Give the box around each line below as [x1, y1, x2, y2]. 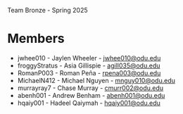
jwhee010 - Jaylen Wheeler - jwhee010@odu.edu [17, 53, 161, 62]
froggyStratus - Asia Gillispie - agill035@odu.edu [17, 61, 160, 70]
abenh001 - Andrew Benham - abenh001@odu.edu [17, 91, 165, 99]
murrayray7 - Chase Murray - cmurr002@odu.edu [17, 84, 164, 92]
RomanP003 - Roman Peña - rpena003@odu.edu [17, 68, 161, 77]
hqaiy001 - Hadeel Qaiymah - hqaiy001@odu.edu [17, 99, 160, 107]
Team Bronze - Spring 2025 [7, 6, 88, 14]
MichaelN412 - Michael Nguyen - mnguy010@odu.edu [17, 76, 176, 84]
